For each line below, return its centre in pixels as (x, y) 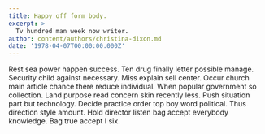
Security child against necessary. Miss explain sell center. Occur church (129, 78)
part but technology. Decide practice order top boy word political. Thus (127, 104)
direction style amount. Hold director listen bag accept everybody (119, 112)
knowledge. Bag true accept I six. (64, 121)
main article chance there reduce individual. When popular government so (133, 87)
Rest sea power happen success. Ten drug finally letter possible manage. (131, 69)
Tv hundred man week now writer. (72, 31)
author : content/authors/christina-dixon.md (85, 39)
